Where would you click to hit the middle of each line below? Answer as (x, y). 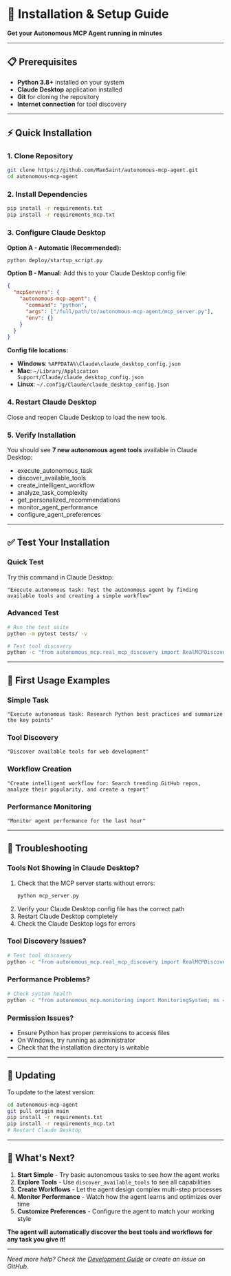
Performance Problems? (49, 979)
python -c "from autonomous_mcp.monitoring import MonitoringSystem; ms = (117, 1000)
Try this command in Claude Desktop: (60, 577)
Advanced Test (33, 613)
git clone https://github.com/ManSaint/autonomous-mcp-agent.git (102, 170)
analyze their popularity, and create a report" (78, 789)
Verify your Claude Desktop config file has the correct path (101, 908)
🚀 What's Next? (41, 1158)
